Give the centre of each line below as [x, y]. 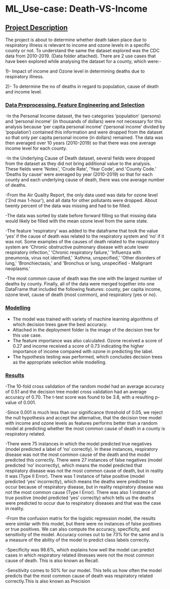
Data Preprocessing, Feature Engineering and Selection [75, 105]
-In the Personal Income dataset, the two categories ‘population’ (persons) [83, 116]
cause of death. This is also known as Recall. [52, 560]
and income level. [24, 92]
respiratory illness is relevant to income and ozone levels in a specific [78, 45]
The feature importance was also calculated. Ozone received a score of [88, 340]
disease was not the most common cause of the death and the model [78, 454]
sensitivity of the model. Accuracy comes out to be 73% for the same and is [84, 534]
